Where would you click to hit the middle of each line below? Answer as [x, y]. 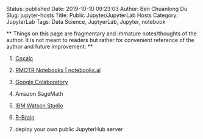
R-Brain [25, 117]
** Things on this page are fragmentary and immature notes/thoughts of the [101, 34]
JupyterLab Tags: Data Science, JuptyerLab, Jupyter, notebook [86, 22]
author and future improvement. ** [50, 46]
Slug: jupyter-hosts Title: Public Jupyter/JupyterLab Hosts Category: [92, 15]
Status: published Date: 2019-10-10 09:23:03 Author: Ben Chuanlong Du [97, 9]
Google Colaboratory [41, 82]
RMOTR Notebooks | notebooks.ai [58, 70]
